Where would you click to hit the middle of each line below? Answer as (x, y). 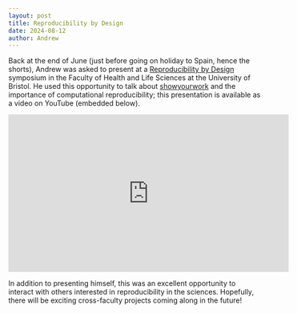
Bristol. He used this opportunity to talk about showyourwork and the (122, 86)
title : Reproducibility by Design (66, 23)
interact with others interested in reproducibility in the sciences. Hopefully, (131, 292)
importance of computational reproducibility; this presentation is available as (134, 95)
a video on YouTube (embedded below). (74, 103)
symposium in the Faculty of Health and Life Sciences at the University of (129, 78)
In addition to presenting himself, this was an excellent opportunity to (122, 283)
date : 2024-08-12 (37, 30)
